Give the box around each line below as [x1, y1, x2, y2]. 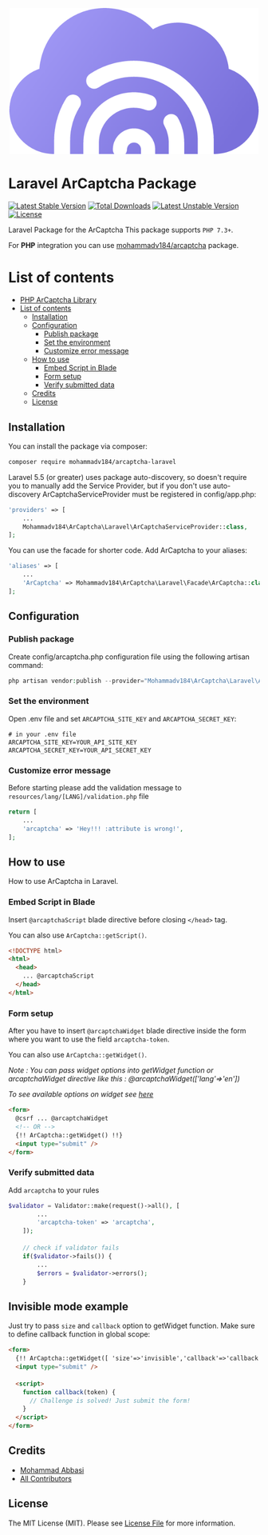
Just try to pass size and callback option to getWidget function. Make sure [8, 1321, 255, 1331]
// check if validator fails [22, 1244, 120, 1252]
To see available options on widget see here [8, 1089, 154, 1099]
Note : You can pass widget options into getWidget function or [8, 1065, 214, 1075]
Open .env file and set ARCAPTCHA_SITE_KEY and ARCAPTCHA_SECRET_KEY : [8, 714, 237, 723]
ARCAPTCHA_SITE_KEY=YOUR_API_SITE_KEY [8, 738, 137, 746]
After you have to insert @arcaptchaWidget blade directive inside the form [8, 1026, 246, 1036]
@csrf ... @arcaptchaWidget [15, 1114, 109, 1123]
